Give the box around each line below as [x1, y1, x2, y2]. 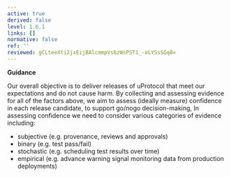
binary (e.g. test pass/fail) [17, 139, 92, 148]
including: [7, 118, 36, 127]
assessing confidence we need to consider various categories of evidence [7, 111, 222, 119]
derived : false [7, 17, 52, 24]
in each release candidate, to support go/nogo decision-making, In [7, 104, 200, 112]
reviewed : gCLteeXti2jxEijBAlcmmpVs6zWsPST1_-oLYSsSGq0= [7, 49, 177, 56]
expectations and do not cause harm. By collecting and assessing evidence [7, 88, 225, 98]
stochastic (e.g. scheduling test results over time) [17, 147, 160, 155]
